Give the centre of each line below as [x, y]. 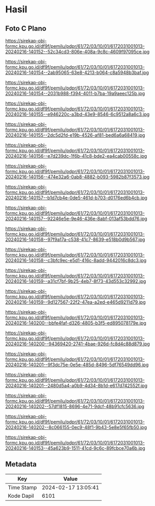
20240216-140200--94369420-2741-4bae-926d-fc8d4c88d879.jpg [77, 344]
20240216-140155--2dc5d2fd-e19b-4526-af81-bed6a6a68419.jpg [75, 135]
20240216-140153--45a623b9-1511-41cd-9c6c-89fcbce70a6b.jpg [75, 448]
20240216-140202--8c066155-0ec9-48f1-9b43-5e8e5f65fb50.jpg [76, 427]
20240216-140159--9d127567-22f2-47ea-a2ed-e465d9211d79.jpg [75, 302]
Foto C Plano [26, 29]
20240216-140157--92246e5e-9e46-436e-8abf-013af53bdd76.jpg [76, 219]
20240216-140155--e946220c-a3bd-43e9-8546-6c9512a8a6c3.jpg [77, 114]
